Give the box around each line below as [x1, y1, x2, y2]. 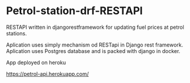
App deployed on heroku [6, 59, 66, 66]
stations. [6, 29, 27, 36]
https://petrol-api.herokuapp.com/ [6, 70, 89, 77]
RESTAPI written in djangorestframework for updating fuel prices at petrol [6, 24, 184, 31]
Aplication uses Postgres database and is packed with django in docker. [6, 47, 181, 54]
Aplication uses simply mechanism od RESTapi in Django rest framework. [6, 41, 184, 48]
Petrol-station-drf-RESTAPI [6, 4, 143, 18]
